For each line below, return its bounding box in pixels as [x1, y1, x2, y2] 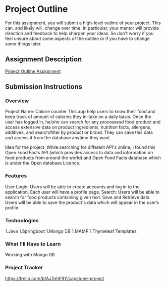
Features [5, 172, 27, 179]
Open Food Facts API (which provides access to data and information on [5, 150, 153, 156]
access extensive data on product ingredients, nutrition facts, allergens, [5, 124, 152, 130]
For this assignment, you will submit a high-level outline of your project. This [5, 20, 161, 26]
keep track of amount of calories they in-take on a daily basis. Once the [5, 114, 152, 120]
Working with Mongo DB [5, 252, 55, 258]
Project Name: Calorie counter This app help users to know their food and [5, 109, 156, 115]
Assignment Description [5, 55, 82, 64]
